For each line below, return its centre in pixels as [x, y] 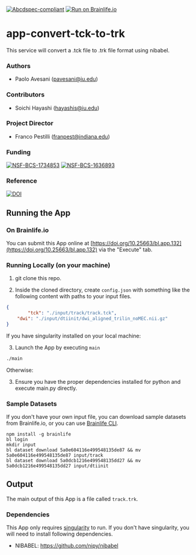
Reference [22, 181]
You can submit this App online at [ [50, 243]
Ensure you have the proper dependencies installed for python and [98, 381]
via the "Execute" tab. [125, 249]
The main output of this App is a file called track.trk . [72, 499]
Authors [19, 66]
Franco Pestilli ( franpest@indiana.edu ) [62, 136]
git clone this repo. [38, 278]
